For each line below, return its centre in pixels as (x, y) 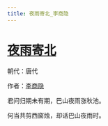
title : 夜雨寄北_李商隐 (38, 14)
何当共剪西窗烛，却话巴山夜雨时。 (56, 115)
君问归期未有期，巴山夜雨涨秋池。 (56, 100)
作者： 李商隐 (25, 86)
